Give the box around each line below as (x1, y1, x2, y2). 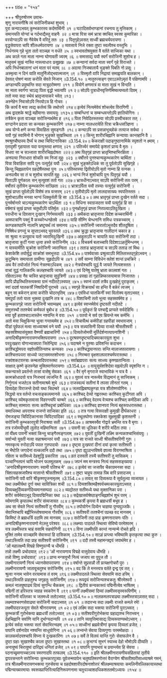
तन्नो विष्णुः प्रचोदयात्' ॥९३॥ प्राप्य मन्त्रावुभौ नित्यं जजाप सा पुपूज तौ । (5, 554, 112, 560)
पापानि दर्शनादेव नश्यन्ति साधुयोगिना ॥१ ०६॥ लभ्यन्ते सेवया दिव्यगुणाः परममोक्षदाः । (5, 627, 134, 633)
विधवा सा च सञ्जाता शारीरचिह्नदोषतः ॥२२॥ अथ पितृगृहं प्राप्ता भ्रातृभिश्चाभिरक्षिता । (5, 149, 134, 155)
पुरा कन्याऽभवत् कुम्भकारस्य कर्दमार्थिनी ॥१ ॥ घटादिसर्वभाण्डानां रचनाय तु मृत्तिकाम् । (5, 25, 137, 31)
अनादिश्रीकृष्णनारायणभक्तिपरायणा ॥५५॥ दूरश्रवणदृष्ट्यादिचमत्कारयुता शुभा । (5, 335, 124, 340)
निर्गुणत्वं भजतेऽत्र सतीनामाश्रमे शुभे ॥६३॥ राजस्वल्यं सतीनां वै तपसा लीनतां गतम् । (5, 380, 133, 385)
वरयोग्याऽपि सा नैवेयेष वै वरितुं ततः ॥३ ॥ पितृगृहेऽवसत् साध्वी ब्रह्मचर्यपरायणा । (5, 37, 126, 42)
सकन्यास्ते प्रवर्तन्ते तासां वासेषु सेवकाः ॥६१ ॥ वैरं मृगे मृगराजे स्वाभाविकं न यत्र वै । (5, 368, 132, 374)
